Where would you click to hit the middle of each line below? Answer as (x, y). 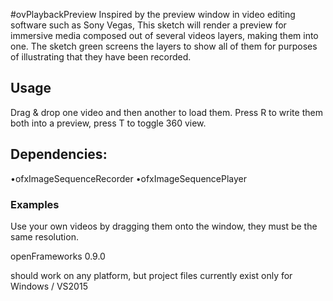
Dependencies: (59, 154)
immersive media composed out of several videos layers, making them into (164, 35)
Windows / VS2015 (49, 286)
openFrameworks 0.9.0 (58, 256)
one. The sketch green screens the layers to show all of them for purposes (164, 46)
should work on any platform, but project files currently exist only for (151, 275)
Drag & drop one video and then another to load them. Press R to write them (166, 112)
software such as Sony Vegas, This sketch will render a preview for (148, 25)
